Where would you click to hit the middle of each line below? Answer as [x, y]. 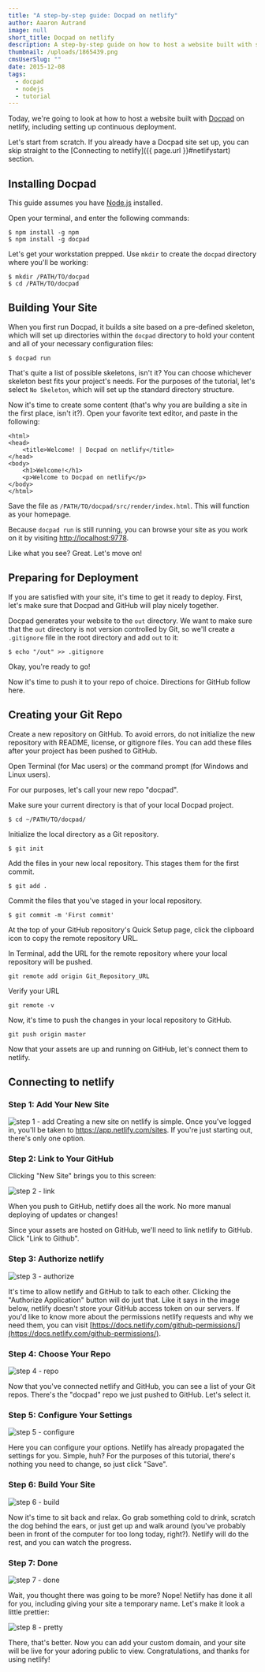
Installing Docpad [52, 183]
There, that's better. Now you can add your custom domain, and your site [127, 1642]
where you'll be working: [48, 263]
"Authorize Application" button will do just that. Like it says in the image [124, 1300]
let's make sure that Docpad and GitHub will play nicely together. [114, 605]
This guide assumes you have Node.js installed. [86, 203]
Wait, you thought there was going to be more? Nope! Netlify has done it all [130, 1595]
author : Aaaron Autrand [47, 23]
